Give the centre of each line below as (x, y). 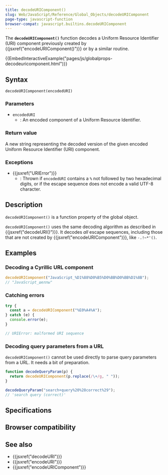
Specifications (28, 410)
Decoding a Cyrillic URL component (49, 267)
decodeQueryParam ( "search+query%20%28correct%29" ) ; (60, 390)
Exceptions (19, 162)
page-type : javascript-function (39, 19)
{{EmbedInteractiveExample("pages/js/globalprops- (59, 59)
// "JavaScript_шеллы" (29, 282)
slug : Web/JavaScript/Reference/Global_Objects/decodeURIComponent (77, 15)
